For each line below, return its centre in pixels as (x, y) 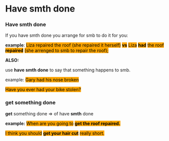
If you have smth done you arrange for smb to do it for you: (67, 35)
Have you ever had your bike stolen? (43, 90)
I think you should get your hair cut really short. (55, 133)
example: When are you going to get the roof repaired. (63, 123)
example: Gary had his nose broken (42, 80)
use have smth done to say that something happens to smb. (68, 70)
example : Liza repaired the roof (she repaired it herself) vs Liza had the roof (84, 45)
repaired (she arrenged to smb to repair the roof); (57, 50)
